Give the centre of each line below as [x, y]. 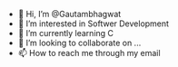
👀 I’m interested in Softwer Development [94, 24]
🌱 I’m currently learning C [66, 33]
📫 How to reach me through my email [89, 53]
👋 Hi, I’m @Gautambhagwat [69, 14]
